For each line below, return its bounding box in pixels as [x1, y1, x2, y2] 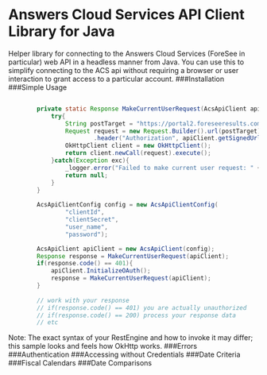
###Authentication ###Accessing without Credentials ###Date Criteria [8, 350, 241, 359]
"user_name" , [64, 222, 109, 231]
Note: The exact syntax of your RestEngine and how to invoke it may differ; [8, 333, 253, 342]
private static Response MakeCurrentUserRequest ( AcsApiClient [37, 105, 247, 113]
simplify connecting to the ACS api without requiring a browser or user [8, 65, 239, 75]
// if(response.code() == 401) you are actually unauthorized [37, 303, 247, 311]
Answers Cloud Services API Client [8, 6, 245, 24]
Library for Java [8, 22, 115, 41]
